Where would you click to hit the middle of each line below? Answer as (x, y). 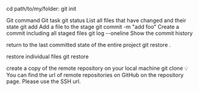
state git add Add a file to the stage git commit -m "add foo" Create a (93, 27)
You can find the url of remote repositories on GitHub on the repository (95, 75)
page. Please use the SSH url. (44, 81)
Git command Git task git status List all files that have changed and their (96, 20)
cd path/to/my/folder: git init (41, 9)
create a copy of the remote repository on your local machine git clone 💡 (97, 68)
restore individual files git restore (48, 56)
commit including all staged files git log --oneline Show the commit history (100, 33)
